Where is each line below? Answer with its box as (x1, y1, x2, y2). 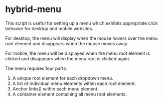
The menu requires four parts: (5, 65, 67, 71)
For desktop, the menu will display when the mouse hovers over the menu (5, 35, 158, 41)
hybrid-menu (5, 4, 62, 15)
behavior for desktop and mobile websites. (5, 25, 94, 31)
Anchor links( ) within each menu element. (12, 85, 99, 91)
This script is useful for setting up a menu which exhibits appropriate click (5, 20, 158, 26)
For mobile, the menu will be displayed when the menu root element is (5, 50, 150, 56)
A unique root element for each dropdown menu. (12, 75, 114, 81)
